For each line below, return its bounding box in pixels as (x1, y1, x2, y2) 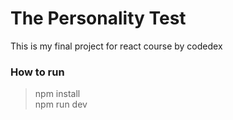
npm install (34, 88, 81, 100)
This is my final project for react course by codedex (10, 40, 223, 52)
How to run (10, 65, 65, 79)
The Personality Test (10, 7, 187, 30)
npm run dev (34, 98, 88, 111)
